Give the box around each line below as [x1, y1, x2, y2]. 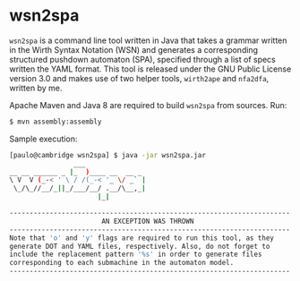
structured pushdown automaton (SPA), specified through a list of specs [9, 54, 276, 64]
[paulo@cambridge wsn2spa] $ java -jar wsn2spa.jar [9, 150, 206, 159]
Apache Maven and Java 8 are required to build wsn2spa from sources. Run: [9, 99, 287, 110]
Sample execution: [9, 133, 78, 144]
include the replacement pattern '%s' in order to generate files [9, 250, 262, 260]
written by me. [9, 82, 63, 93]
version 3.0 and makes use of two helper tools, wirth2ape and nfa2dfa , [9, 72, 270, 83]
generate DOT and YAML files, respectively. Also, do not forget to [9, 242, 270, 251]
